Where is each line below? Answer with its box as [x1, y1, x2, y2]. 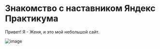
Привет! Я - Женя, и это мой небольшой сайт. [5, 29, 100, 35]
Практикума [5, 13, 58, 24]
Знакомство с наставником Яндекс [5, 3, 156, 14]
